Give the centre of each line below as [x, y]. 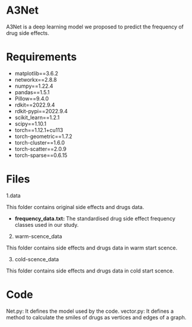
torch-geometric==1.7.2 [44, 136]
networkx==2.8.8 [36, 79]
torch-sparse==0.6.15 [41, 155]
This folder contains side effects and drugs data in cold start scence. [90, 271]
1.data [13, 195]
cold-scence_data [37, 259]
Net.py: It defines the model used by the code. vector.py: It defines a [90, 311]
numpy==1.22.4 [34, 86]
